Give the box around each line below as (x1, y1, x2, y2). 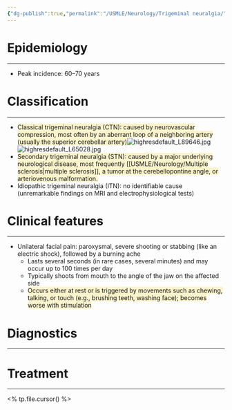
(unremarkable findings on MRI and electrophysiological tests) (17, 189, 195, 197)
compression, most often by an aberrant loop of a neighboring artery (17, 130, 213, 138)
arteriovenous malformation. (17, 174, 98, 183)
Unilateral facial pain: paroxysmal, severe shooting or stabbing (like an (17, 243, 217, 251)
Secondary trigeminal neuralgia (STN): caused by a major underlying (17, 152, 213, 160)
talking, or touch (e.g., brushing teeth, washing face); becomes (27, 294, 207, 302)
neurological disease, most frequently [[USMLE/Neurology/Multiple (17, 160, 209, 168)
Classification (7, 93, 88, 109)
